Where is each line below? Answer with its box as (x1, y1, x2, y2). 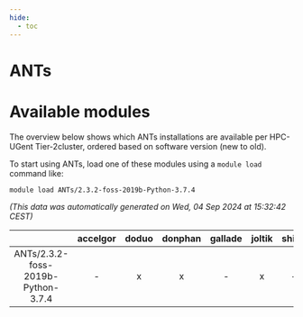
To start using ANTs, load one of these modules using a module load (9, 158, 262, 169)
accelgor (77, 231, 116, 244)
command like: (9, 168, 64, 178)
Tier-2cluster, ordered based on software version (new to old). (34, 140, 267, 151)
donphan (161, 231, 201, 244)
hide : (9, 13, 30, 23)
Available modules (9, 101, 151, 122)
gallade (209, 231, 243, 244)
